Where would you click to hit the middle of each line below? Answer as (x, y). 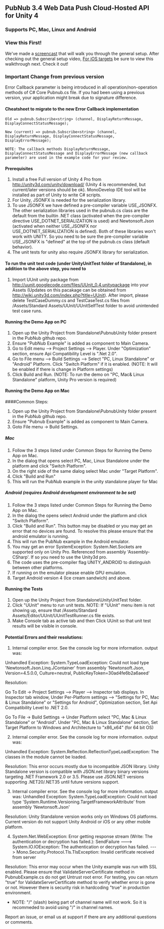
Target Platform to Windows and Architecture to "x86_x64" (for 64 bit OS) (80, 728)
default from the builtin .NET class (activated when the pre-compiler (81, 216)
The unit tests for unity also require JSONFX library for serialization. (81, 252)
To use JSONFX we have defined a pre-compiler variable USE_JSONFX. (85, 206)
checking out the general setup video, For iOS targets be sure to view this (79, 59)
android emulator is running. (41, 536)
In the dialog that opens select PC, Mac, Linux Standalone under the (81, 461)
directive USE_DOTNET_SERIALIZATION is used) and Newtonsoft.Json (83, 221)
